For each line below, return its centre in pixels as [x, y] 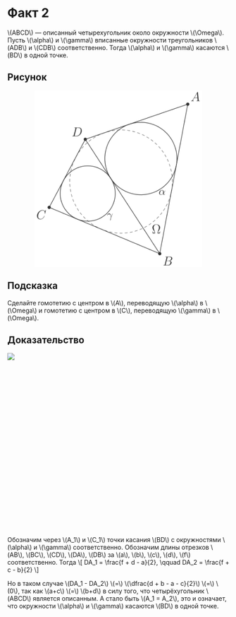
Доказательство [46, 340]
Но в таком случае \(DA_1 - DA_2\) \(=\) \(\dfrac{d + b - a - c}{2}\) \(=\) [111, 584]
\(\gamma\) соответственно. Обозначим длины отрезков [124, 547]
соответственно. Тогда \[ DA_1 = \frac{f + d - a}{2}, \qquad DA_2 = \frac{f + [118, 563]
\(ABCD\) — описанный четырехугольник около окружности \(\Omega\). [116, 33]
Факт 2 [28, 13]
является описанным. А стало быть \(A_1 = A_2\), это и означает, [130, 599]
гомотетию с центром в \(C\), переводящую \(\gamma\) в [130, 310]
